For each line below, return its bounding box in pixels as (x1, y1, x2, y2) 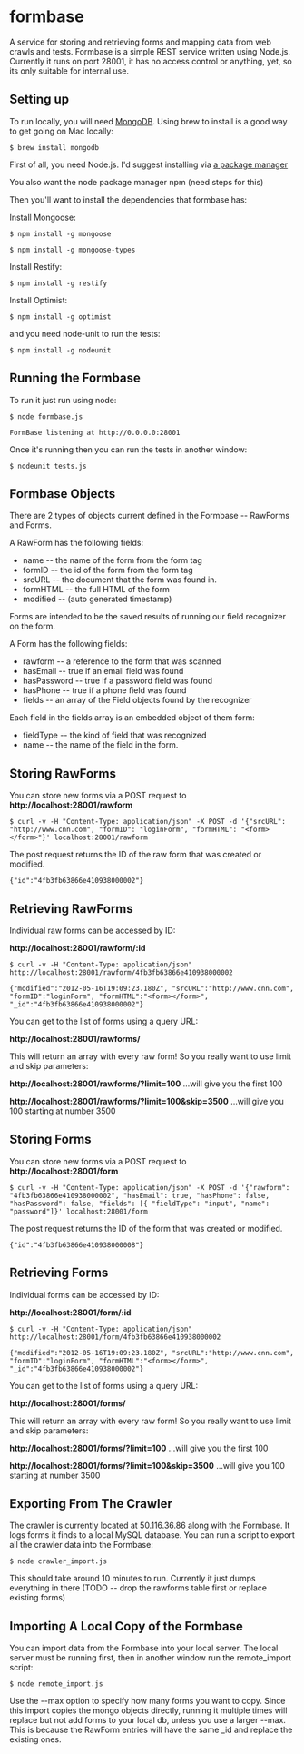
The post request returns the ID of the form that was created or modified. (9, 1223, 283, 1234)
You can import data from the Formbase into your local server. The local (9, 1642, 279, 1654)
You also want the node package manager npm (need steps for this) (9, 176, 264, 187)
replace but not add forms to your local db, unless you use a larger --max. (9, 1715, 286, 1726)
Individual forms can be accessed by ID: (9, 1289, 160, 1300)
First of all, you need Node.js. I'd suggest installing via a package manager (9, 159, 289, 170)
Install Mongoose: (9, 212, 76, 223)
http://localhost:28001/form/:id (9, 1306, 132, 1318)
